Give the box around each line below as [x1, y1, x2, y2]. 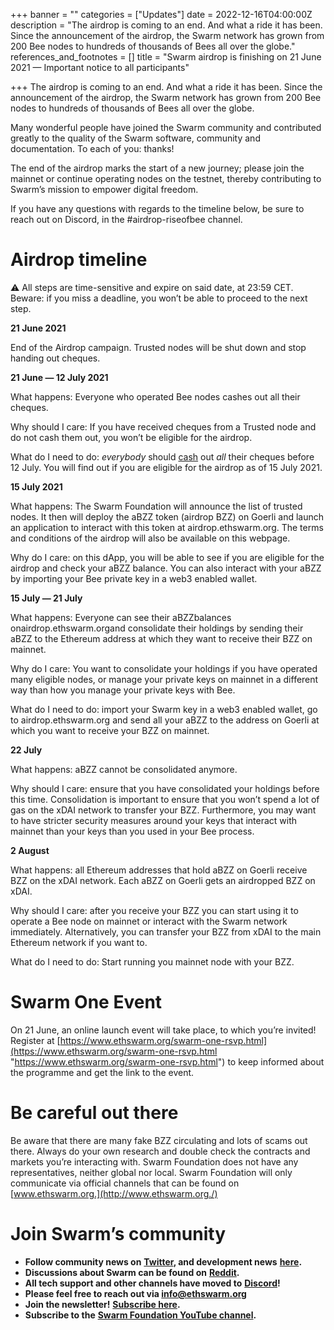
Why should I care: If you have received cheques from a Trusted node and [10, 420, 317, 433]
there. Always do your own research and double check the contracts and [10, 1145, 311, 1157]
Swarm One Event [10, 991, 163, 1014]
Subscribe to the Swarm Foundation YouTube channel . [24, 1309, 257, 1321]
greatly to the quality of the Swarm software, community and [10, 132, 261, 144]
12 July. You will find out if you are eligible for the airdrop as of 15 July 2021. [10, 461, 323, 473]
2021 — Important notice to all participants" [10, 62, 190, 73]
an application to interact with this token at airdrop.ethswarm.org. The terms [10, 521, 324, 533]
